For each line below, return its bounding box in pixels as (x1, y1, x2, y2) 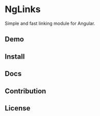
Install (5, 52, 25, 61)
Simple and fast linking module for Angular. (5, 20, 95, 26)
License (5, 104, 31, 112)
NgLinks (5, 4, 41, 15)
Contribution (5, 87, 46, 95)
